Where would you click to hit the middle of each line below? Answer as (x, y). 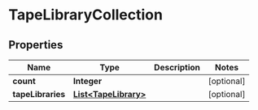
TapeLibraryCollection (85, 15)
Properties (36, 45)
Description (177, 68)
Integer (87, 81)
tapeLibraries (39, 94)
